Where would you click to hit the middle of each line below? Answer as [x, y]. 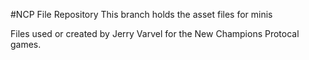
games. [26, 44]
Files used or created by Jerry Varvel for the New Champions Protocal [155, 33]
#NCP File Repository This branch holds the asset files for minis [141, 14]
